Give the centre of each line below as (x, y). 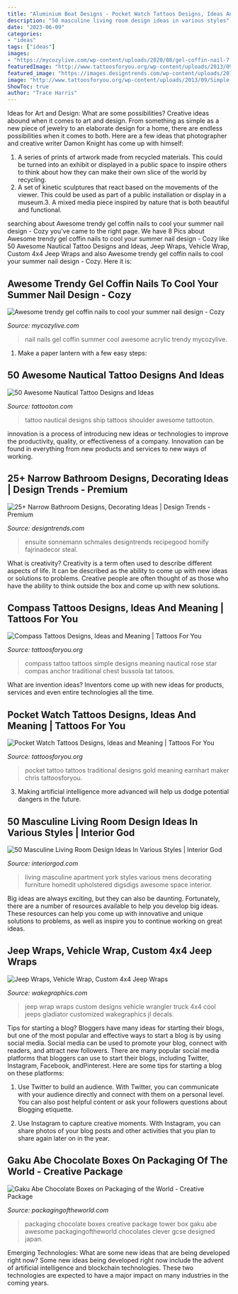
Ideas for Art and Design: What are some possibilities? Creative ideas (108, 114)
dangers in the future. (49, 800)
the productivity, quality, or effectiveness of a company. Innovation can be (116, 441)
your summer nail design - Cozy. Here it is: (70, 261)
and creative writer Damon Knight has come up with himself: (96, 143)
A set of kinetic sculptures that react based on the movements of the (118, 187)
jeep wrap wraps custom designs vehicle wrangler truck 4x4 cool (120, 1006)
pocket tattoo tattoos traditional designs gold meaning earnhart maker (127, 770)
